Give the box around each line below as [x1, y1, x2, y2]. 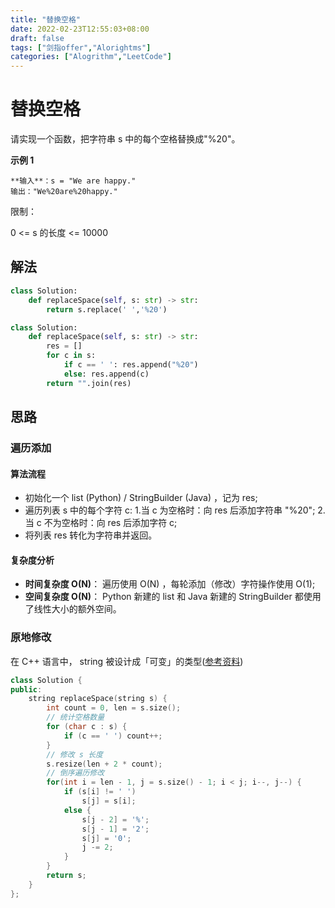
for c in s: [46, 351, 97, 361]
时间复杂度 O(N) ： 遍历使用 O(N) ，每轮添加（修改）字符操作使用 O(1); [24, 578, 316, 590]
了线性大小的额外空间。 [24, 603, 122, 615]
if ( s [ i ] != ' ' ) [63, 787, 137, 797]
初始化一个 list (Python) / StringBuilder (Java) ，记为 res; [24, 492, 258, 504]
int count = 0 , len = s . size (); [46, 703, 182, 713]
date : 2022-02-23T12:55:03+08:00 [10, 24, 150, 34]
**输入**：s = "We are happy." [10, 176, 137, 186]
